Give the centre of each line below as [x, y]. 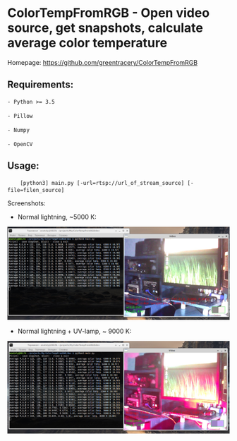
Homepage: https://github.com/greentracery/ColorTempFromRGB [103, 62]
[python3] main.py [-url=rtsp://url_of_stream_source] [102, 183]
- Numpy [19, 130]
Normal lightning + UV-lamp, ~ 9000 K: [74, 331]
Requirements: [41, 85]
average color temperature [87, 43]
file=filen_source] [36, 190]
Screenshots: [26, 203]
